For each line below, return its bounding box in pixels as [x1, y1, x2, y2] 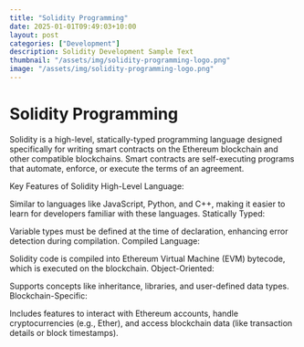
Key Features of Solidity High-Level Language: [9, 180, 184, 192]
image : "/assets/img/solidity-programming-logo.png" [9, 65, 215, 74]
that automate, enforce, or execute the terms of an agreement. [9, 163, 245, 173]
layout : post [9, 30, 59, 39]
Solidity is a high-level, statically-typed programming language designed [9, 133, 283, 144]
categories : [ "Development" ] [9, 38, 121, 48]
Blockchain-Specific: [9, 289, 89, 301]
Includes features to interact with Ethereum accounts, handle [9, 308, 239, 319]
